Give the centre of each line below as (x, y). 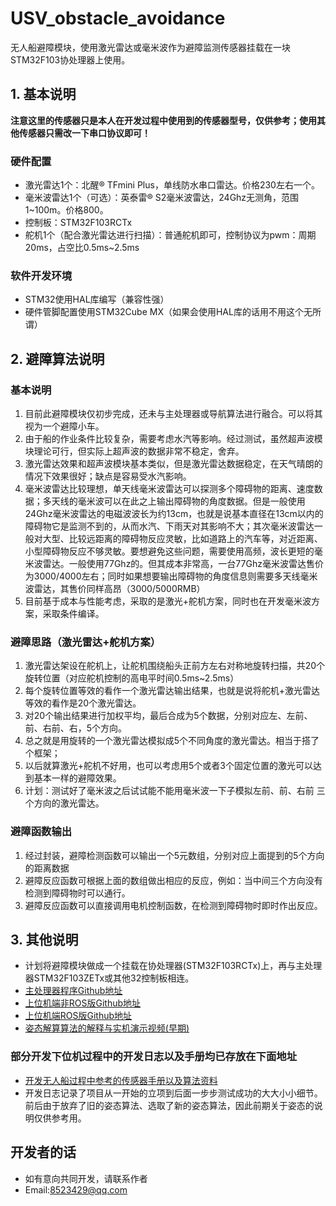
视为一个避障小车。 (64, 426)
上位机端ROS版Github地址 (78, 1016)
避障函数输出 (41, 832)
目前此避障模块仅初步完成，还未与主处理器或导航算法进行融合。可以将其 (173, 414)
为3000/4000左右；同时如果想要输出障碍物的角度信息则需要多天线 (162, 576)
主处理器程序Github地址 (73, 991)
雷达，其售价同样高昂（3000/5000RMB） (119, 589)
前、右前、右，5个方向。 (76, 728)
